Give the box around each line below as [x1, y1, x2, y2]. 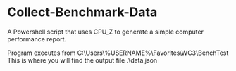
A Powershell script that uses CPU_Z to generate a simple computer [7, 27, 204, 36]
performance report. [7, 34, 67, 43]
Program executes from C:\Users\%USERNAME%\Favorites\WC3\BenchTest [7, 49, 229, 57]
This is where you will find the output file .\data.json [7, 56, 158, 64]
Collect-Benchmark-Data [7, 4, 158, 20]
